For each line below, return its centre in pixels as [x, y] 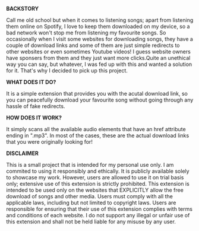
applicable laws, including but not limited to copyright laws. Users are [91, 202]
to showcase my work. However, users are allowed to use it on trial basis [95, 177]
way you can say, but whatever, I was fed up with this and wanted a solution [99, 64]
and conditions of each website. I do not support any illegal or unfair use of [98, 215]
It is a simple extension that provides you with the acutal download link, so [97, 94]
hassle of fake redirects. [36, 106]
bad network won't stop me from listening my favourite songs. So [86, 33]
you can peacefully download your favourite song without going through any [100, 100]
